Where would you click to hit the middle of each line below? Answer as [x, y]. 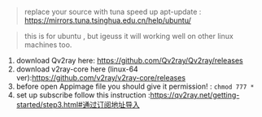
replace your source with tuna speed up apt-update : [113, 12]
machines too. [48, 45]
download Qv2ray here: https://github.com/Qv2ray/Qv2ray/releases [129, 61]
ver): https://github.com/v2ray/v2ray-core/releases [100, 78]
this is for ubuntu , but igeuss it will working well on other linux [129, 36]
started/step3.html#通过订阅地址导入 [78, 104]
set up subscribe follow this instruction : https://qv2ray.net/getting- [128, 95]
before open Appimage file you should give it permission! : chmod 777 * [135, 86]
